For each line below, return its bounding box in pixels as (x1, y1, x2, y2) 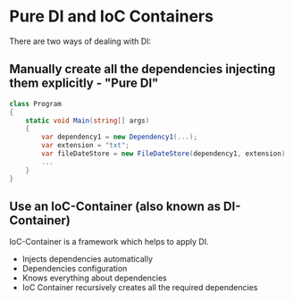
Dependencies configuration (21, 263, 128, 274)
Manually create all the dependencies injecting (9, 62, 276, 77)
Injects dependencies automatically (21, 254, 154, 264)
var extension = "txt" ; (41, 141, 130, 150)
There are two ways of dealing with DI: (9, 36, 152, 46)
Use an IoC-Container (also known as (9, 198, 222, 213)
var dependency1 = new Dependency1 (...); (41, 132, 198, 142)
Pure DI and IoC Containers (9, 6, 214, 27)
